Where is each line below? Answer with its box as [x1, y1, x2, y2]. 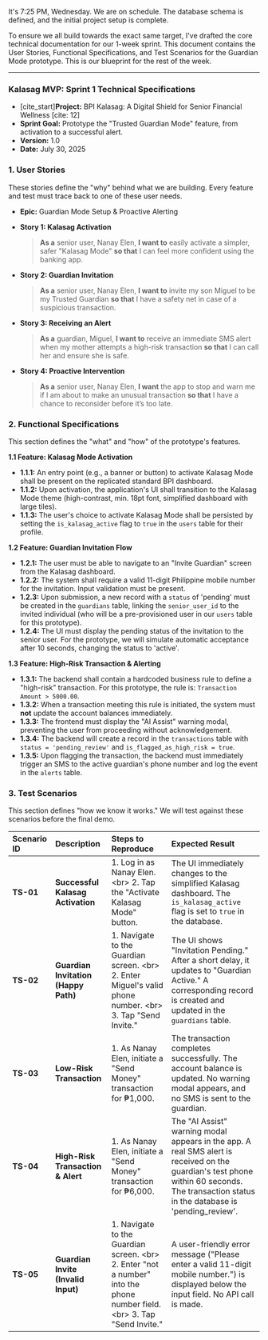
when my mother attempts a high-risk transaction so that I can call [39, 342, 259, 351]
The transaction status [171, 1186, 255, 1197]
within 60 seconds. [171, 1176, 243, 1187]
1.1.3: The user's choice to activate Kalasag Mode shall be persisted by [19, 510, 254, 519]
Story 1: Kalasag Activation [19, 222, 112, 231]
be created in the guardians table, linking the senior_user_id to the [19, 600, 239, 610]
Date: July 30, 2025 [19, 144, 86, 154]
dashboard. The [171, 888, 231, 899]
